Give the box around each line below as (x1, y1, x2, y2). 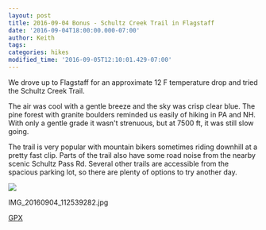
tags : (8, 41, 26, 49)
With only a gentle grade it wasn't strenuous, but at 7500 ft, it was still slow (8, 118, 254, 128)
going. (8, 126, 29, 136)
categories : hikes (8, 48, 69, 56)
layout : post (8, 11, 52, 20)
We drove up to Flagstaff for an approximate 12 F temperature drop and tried (8, 77, 258, 87)
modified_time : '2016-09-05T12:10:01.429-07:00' (8, 56, 172, 64)
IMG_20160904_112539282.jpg (8, 197, 109, 207)
